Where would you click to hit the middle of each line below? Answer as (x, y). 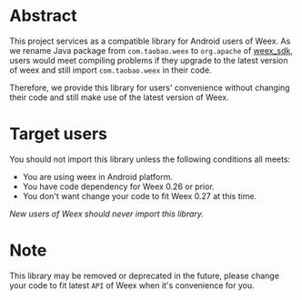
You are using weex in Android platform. (97, 176)
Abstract (43, 16)
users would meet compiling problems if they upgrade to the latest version (149, 60)
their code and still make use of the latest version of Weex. (119, 97)
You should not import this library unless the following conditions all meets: (150, 159)
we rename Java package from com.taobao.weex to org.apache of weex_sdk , (151, 50)
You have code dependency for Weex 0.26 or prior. (119, 186)
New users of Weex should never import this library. (107, 214)
